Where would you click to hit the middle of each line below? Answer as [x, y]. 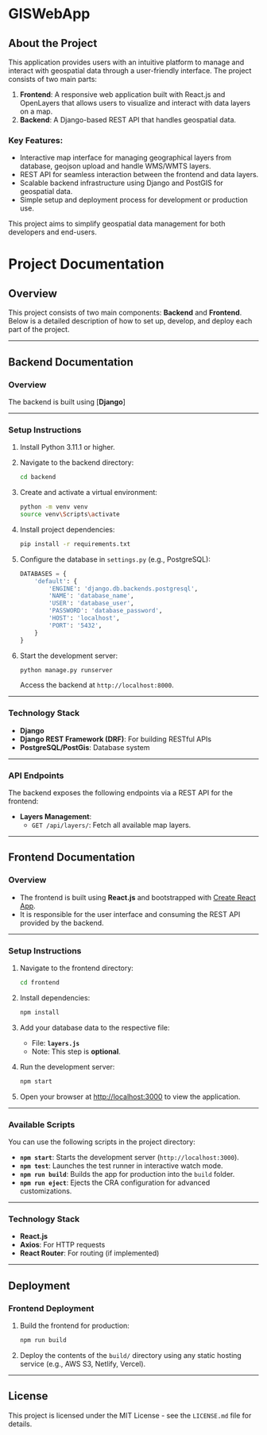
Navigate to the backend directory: [77, 462]
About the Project [53, 43]
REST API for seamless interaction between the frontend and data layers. [139, 175]
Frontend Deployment [51, 1308]
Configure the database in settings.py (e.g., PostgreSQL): [115, 559]
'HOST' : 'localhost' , [85, 618]
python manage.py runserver [66, 670]
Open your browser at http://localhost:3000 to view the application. [130, 1097]
